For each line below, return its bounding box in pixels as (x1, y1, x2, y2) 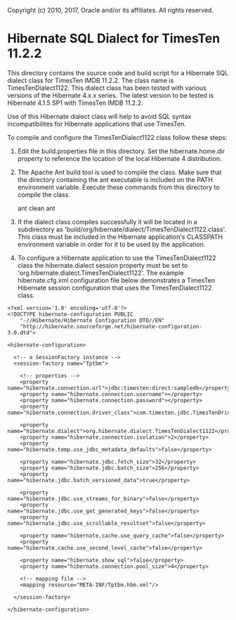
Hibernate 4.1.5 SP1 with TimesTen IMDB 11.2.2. (7, 98, 143, 107)
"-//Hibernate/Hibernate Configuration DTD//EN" (20, 316, 165, 324)
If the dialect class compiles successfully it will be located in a (17, 217, 198, 226)
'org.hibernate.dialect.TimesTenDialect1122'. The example (17, 269, 184, 277)
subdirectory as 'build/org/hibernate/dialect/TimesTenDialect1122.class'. (17, 225, 227, 233)
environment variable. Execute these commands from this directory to (17, 183, 220, 191)
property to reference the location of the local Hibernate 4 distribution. (17, 154, 222, 162)
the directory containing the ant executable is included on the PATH (17, 175, 213, 183)
